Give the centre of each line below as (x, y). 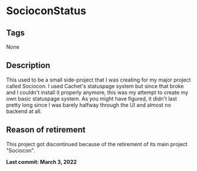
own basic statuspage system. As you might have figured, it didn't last (92, 98)
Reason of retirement (46, 130)
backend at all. (24, 111)
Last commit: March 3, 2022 (41, 162)
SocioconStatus (46, 11)
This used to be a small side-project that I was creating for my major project (98, 80)
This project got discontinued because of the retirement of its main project (97, 144)
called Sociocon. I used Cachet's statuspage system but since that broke (95, 86)
